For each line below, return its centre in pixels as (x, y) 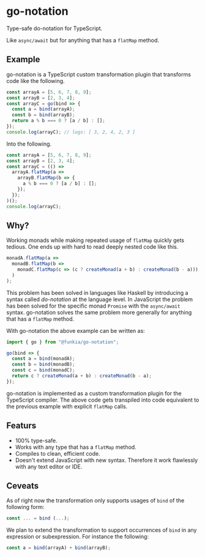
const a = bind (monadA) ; (43, 359)
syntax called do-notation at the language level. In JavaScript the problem (100, 299)
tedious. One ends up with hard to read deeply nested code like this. (92, 247)
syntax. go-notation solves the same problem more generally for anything (99, 312)
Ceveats (23, 486)
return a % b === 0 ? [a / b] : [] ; (58, 121)
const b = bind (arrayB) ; (43, 115)
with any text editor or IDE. (49, 466)
